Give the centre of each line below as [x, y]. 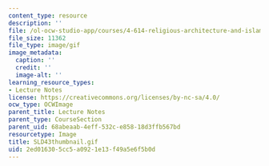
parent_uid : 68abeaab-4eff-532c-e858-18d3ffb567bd [94, 127]
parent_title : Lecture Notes [57, 113]
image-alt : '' [39, 75]
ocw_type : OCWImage [41, 105]
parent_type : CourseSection [55, 120]
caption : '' [36, 61]
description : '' [35, 23]
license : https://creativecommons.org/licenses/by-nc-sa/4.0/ [114, 97]
